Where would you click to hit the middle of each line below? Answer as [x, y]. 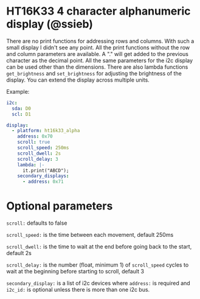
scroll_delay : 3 [38, 159]
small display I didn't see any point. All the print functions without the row [98, 47]
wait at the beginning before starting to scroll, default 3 [75, 272]
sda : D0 [22, 108]
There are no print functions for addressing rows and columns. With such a [100, 41]
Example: [18, 91]
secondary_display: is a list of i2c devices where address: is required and [98, 283]
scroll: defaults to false [37, 223]
